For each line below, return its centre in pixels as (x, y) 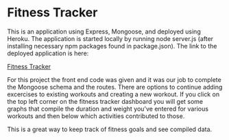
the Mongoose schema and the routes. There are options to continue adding (115, 87)
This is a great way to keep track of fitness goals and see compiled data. (110, 129)
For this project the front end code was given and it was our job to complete (114, 79)
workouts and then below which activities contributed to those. (96, 116)
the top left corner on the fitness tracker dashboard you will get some (105, 101)
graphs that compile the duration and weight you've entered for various (108, 109)
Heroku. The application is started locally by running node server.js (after (110, 38)
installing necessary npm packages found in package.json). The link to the (112, 46)
